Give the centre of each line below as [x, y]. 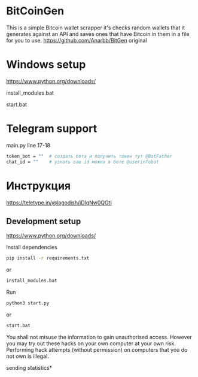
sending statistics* [29, 367]
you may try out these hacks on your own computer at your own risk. [91, 343]
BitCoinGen [35, 11]
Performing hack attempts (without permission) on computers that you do [97, 349]
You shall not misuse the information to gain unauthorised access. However [99, 337]
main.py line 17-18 [28, 145]
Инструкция [38, 186]
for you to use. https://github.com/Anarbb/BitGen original [77, 40]
